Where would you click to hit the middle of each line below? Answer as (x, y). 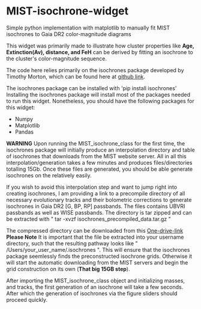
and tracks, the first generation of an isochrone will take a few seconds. (95, 287)
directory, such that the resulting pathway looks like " (72, 243)
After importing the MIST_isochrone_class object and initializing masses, (95, 280)
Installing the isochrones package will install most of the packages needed (98, 94)
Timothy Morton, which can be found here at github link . (76, 76)
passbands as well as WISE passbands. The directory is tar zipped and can (99, 212)
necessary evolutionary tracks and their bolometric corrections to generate (99, 200)
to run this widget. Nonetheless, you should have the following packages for (100, 101)
